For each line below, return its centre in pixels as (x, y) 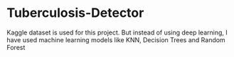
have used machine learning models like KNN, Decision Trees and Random (116, 39)
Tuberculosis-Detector (75, 13)
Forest (16, 47)
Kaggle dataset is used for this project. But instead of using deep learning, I (117, 32)
